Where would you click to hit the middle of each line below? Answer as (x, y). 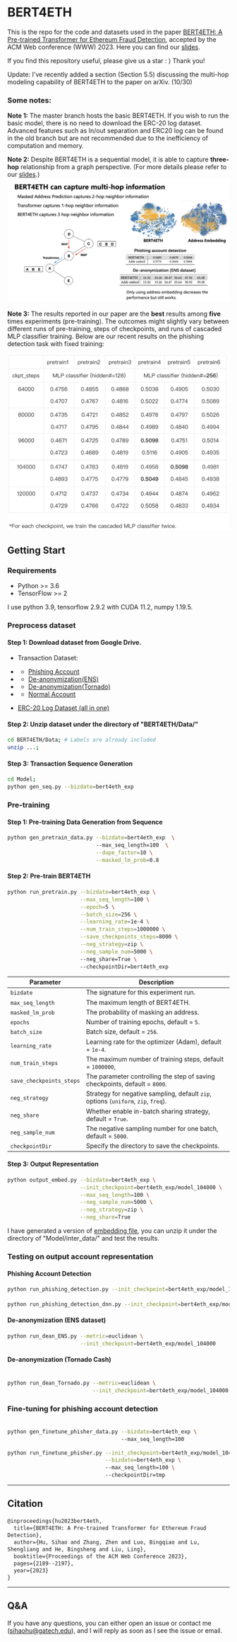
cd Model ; (22, 779)
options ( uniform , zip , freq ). (126, 1101)
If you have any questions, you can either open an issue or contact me (109, 1623)
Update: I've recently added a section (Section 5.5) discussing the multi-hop (118, 74)
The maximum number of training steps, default (155, 1059)
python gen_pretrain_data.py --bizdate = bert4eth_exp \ (91, 838)
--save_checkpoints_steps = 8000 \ (129, 937)
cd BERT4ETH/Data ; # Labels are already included (82, 740)
